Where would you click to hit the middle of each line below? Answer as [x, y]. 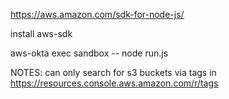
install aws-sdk [41, 33]
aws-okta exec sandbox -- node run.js [89, 53]
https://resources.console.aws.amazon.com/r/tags [114, 83]
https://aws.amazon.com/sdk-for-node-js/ [97, 14]
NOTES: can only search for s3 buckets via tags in [113, 72]
